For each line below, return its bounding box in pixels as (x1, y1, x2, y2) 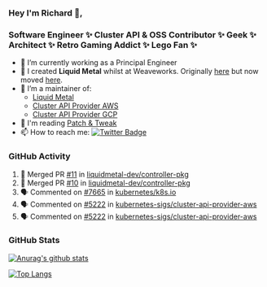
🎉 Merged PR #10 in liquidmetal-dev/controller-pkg (20, 178, 191, 188)
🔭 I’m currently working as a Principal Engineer (20, 58, 177, 67)
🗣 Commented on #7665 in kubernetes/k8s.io (20, 187, 177, 197)
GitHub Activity (8, 150, 71, 162)
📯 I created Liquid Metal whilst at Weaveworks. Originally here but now (20, 67, 259, 76)
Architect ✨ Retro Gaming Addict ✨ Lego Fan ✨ (8, 39, 198, 50)
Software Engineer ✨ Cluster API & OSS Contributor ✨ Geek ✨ (8, 28, 256, 40)
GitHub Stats (8, 235, 60, 246)
